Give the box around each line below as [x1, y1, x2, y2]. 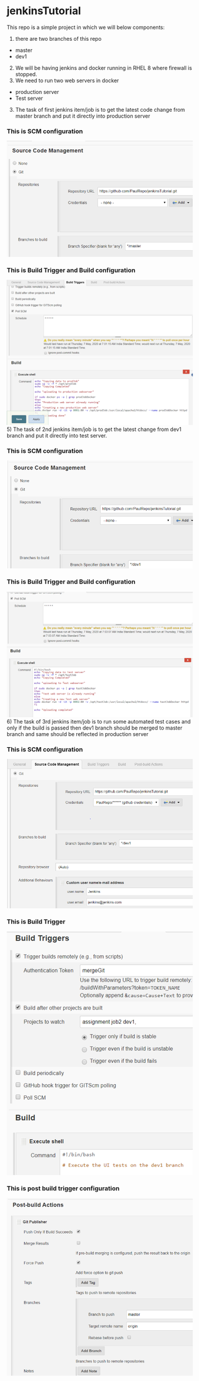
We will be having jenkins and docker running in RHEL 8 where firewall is [15, 64, 193, 72]
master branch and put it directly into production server [15, 112, 151, 119]
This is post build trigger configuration [6, 1184, 120, 1192]
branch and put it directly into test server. [6, 432, 107, 439]
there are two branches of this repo [15, 35, 102, 42]
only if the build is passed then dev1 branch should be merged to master [6, 724, 182, 731]
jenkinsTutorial [6, 4, 81, 18]
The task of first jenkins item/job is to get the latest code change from [15, 106, 185, 113]
